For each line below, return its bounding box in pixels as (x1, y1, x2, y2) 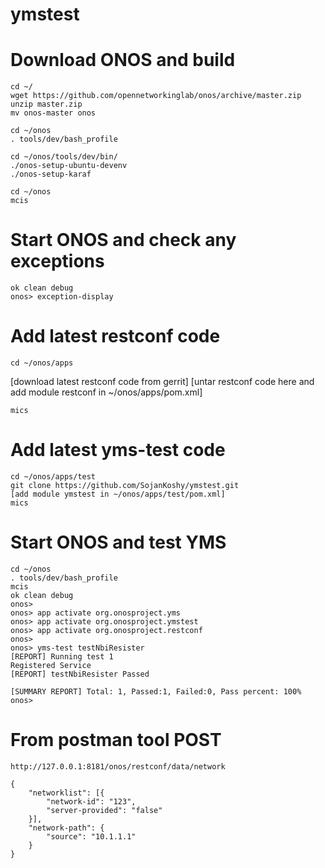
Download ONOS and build (10, 49, 236, 72)
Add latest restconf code (10, 325, 221, 348)
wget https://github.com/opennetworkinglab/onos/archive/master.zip (10, 91, 302, 101)
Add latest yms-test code (10, 439, 226, 462)
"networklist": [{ (28, 788, 105, 798)
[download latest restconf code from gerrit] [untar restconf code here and (10, 376, 315, 387)
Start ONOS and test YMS (10, 531, 227, 554)
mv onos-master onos (10, 108, 97, 118)
